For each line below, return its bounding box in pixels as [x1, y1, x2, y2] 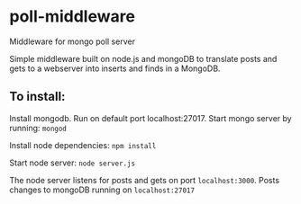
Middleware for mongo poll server [9, 36, 135, 47]
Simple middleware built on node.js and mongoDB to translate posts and [9, 53, 278, 64]
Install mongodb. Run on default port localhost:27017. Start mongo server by [9, 112, 292, 123]
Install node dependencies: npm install [9, 139, 157, 150]
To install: [9, 89, 66, 104]
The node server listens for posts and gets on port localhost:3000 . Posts [9, 174, 280, 185]
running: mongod [9, 122, 68, 133]
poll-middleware [9, 6, 135, 27]
